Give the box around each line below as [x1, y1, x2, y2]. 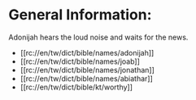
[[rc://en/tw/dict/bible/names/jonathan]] [20, 65, 155, 74]
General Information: [8, 6, 152, 24]
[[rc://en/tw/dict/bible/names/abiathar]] [20, 73, 153, 83]
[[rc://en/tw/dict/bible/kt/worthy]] [20, 82, 133, 92]
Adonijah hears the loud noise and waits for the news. [8, 32, 189, 42]
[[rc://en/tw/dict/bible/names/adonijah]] [20, 48, 155, 57]
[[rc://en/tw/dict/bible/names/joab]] [20, 56, 141, 66]
